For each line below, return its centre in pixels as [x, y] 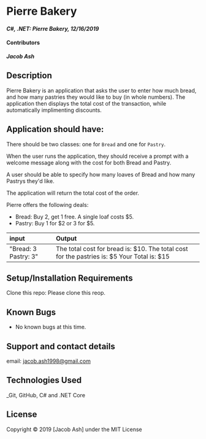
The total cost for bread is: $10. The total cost [122, 249]
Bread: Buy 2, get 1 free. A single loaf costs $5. [74, 217]
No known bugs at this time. [51, 327]
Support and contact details [61, 346]
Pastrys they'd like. [30, 181]
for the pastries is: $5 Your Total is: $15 [113, 256]
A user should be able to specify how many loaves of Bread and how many [101, 174]
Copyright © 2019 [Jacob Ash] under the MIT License [74, 429]
